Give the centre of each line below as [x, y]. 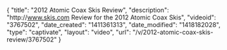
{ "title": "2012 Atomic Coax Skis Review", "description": [88, 10]
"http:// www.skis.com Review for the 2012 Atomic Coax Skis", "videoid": [111, 17]
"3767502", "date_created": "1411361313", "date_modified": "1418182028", [114, 25]
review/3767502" [32, 40]
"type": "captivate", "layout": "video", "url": [69, 32]
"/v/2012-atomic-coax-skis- [173, 32]
